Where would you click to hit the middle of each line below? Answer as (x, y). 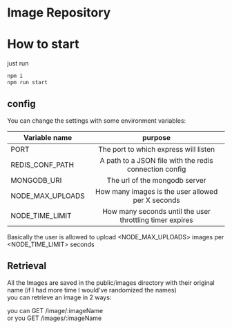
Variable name (48, 137)
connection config (156, 169)
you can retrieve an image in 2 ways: (59, 297)
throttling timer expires (156, 220)
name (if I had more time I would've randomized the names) (92, 290)
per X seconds (157, 200)
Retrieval (27, 266)
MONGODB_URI (36, 180)
